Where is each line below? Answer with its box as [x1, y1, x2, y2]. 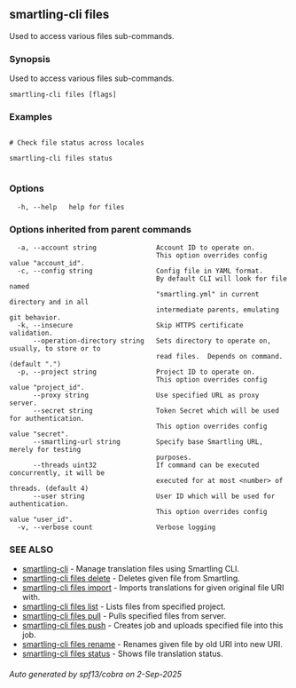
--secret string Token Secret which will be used [32, 407, 279, 415]
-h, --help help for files [17, 202, 125, 211]
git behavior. [9, 313, 62, 322]
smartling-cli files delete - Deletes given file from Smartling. [21, 573, 241, 584]
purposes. [155, 453, 192, 462]
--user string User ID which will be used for [32, 492, 276, 501]
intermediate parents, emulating [155, 305, 279, 314]
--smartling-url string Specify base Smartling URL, [32, 438, 264, 447]
